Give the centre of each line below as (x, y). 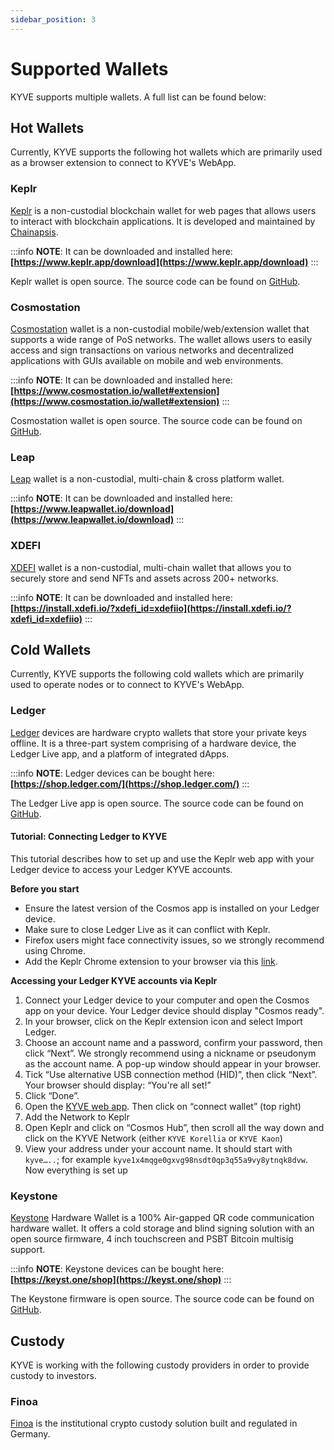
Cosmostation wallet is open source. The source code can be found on (156, 420)
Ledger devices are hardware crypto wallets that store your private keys (158, 732)
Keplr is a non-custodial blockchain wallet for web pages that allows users (163, 210)
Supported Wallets (89, 68)
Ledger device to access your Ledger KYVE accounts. (121, 869)
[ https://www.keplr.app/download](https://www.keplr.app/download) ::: (164, 262)
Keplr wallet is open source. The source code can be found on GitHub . (155, 281)
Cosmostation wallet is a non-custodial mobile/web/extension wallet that (160, 328)
